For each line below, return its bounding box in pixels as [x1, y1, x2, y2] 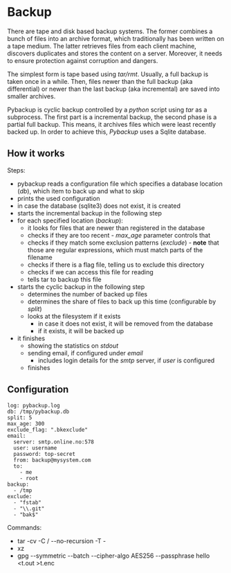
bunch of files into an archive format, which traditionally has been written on [7, 34, 225, 42]
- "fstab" [13, 499, 41, 506]
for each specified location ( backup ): [17, 216, 123, 224]
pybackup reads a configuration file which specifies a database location [17, 179, 223, 188]
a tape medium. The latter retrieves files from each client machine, [7, 42, 197, 50]
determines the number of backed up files [27, 290, 147, 298]
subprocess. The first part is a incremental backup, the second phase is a [7, 112, 217, 121]
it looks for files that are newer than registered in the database [27, 223, 205, 232]
